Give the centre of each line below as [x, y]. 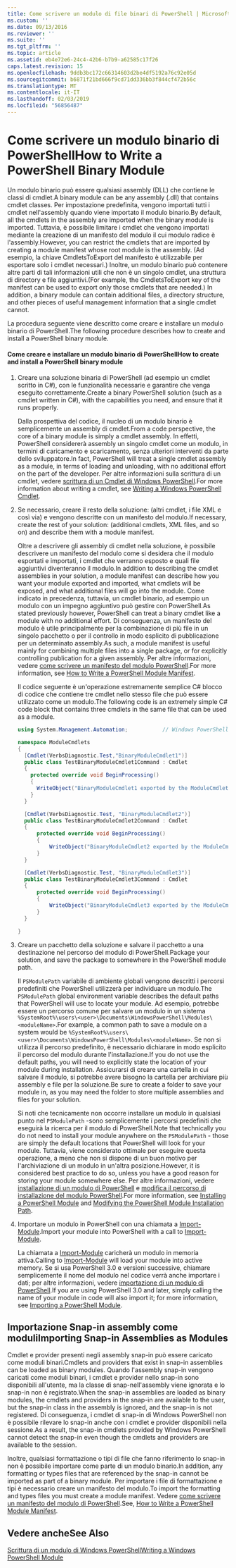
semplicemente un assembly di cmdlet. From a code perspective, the [116, 429]
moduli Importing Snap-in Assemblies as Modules [118, 1338]
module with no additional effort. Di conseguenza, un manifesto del [114, 621]
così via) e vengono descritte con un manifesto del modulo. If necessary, [122, 517]
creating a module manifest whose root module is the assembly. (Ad [106, 249]
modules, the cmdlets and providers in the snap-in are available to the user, [117, 1400]
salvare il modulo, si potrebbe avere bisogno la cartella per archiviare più [123, 1077]
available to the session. [42, 1445]
